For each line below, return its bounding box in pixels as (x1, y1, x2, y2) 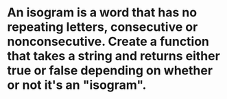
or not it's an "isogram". (7, 77, 147, 93)
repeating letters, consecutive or (7, 19, 198, 35)
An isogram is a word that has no (7, 5, 198, 20)
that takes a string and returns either (7, 48, 221, 64)
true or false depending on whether (7, 63, 213, 79)
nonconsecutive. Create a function (7, 34, 210, 49)
